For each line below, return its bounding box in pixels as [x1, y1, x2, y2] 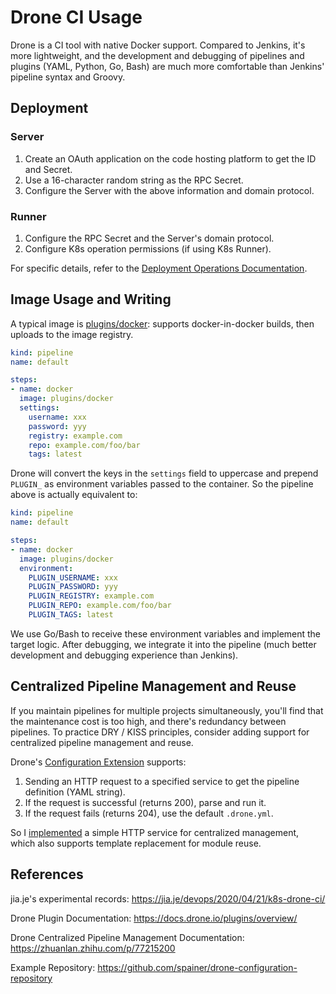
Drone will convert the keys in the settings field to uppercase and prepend [10, 467, 319, 480]
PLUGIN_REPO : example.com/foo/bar [28, 601, 172, 611]
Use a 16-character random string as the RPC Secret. [24, 174, 244, 186]
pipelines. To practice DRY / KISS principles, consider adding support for [10, 726, 310, 738]
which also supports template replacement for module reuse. [10, 837, 262, 849]
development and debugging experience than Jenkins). [10, 649, 239, 661]
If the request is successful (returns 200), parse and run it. [24, 796, 267, 808]
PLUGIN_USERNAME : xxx [28, 572, 118, 583]
